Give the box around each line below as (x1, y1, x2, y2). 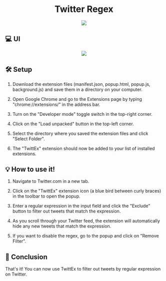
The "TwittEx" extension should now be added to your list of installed (12, 145, 155, 151)
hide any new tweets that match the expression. (12, 223, 111, 229)
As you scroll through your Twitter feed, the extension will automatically (12, 218, 160, 224)
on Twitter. (5, 271, 27, 278)
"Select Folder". (12, 136, 45, 142)
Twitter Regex (54, 3, 113, 15)
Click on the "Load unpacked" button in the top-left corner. (12, 121, 134, 127)
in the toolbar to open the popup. (12, 193, 81, 199)
